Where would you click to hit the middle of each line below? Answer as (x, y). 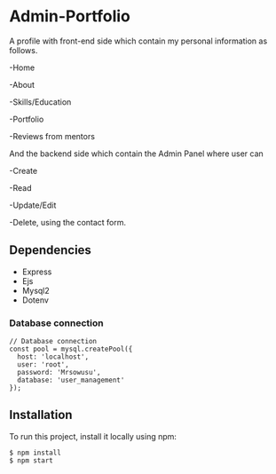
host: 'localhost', (53, 357)
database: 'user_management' (71, 380)
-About (22, 84)
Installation (41, 415)
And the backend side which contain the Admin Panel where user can (136, 154)
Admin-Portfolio (70, 16)
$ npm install (35, 453)
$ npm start (31, 460)
